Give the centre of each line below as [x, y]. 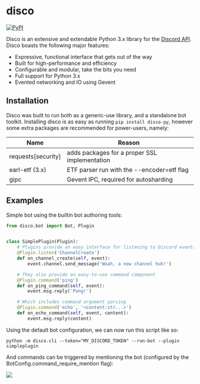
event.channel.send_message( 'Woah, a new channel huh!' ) [99, 264]
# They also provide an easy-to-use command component [86, 274]
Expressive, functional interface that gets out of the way [84, 57]
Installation [27, 101]
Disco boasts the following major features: [58, 45]
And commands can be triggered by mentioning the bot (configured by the [98, 357]
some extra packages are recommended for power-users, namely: [87, 128]
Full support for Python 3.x [47, 76]
